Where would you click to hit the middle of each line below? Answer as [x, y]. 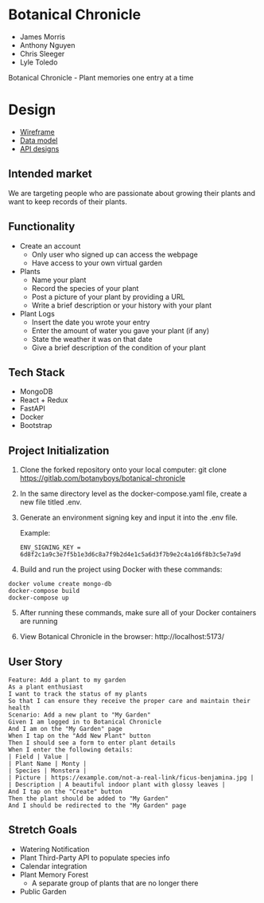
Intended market [50, 174]
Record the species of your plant [85, 288]
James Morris [43, 37]
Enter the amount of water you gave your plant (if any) [120, 330]
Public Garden [43, 891]
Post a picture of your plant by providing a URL [108, 296]
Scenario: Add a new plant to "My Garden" [80, 715]
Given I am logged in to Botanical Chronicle [85, 722]
